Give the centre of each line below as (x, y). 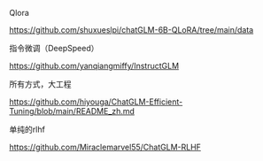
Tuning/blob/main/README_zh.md (72, 111)
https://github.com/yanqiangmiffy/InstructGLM (94, 66)
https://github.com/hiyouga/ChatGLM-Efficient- (96, 102)
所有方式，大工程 (40, 84)
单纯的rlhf (27, 129)
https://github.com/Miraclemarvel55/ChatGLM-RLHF (105, 147)
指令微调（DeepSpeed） (54, 48)
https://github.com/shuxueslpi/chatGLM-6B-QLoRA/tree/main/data (131, 30)
